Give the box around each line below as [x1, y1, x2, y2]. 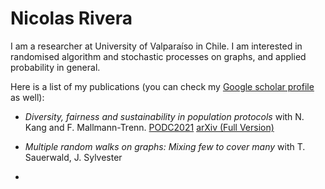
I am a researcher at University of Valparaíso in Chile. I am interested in [10, 40, 303, 52]
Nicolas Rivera [10, 7, 133, 30]
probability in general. [10, 61, 101, 73]
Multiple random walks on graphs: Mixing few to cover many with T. [24, 140, 306, 152]
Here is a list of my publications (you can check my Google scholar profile [10, 80, 315, 92]
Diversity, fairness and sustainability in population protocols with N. [24, 110, 305, 122]
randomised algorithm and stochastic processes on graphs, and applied [10, 50, 307, 62]
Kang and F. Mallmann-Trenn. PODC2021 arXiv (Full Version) [24, 121, 275, 133]
